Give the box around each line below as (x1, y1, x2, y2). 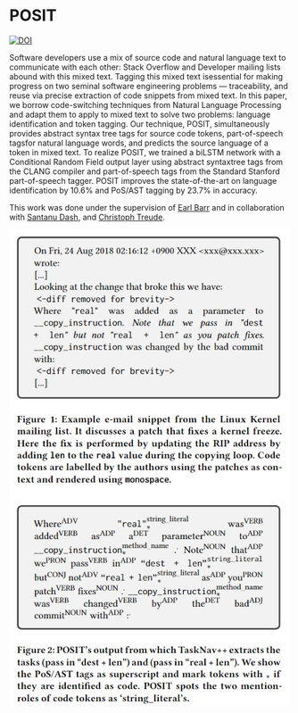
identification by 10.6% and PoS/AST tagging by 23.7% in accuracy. (9, 185, 259, 195)
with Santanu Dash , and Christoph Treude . (9, 211, 165, 222)
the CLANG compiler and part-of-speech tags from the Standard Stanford (9, 166, 281, 177)
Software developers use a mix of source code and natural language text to (9, 52, 286, 62)
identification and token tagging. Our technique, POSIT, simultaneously (9, 118, 270, 129)
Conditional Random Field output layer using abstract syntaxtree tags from (9, 156, 284, 167)
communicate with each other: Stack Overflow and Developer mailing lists (9, 62, 281, 72)
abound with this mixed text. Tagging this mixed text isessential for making (9, 70, 284, 81)
